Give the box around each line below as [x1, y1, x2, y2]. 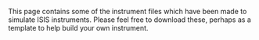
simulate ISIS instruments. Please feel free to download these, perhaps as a [8, 15, 252, 24]
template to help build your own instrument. [8, 24, 149, 32]
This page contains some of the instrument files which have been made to [8, 7, 247, 16]
